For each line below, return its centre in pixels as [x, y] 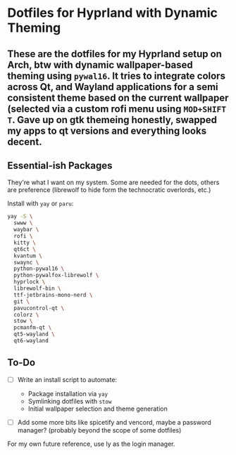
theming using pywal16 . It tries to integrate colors [116, 76]
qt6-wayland [31, 341]
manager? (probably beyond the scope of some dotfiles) [99, 430]
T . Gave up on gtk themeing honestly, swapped [112, 120]
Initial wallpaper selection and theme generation [98, 409]
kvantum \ [28, 256]
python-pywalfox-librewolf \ [56, 276]
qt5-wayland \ [34, 334]
